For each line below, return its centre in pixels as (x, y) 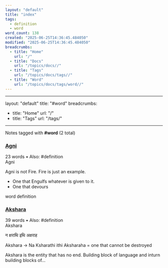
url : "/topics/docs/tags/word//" (49, 84)
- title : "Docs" (26, 61)
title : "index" (21, 15)
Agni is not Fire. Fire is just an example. (45, 171)
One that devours (30, 186)
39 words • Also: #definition (34, 220)
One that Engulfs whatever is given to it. (53, 181)
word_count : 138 (22, 33)
